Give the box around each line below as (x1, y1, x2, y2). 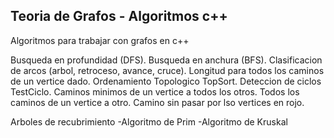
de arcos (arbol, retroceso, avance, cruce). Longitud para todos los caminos (10, 64, 325, 76)
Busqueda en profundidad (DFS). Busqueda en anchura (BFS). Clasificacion (10, 54, 323, 66)
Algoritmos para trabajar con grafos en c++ (10, 34, 190, 46)
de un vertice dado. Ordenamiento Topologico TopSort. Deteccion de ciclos (10, 75, 322, 87)
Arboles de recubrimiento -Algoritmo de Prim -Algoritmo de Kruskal (10, 115, 288, 128)
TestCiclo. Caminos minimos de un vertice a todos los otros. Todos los (10, 85, 300, 98)
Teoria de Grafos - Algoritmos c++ (10, 8, 228, 25)
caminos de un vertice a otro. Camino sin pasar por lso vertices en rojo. (10, 96, 305, 108)
